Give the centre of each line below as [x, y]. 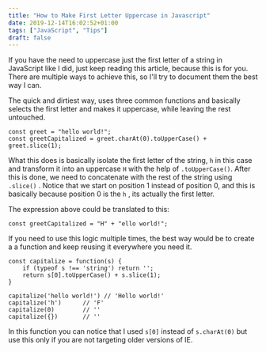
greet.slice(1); [35, 146]
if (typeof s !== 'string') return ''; [88, 269]
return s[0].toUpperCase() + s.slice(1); [91, 275]
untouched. [27, 117]
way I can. [25, 85]
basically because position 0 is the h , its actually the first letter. [112, 194]
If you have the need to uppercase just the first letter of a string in [116, 60]
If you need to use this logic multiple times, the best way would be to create [131, 239]
